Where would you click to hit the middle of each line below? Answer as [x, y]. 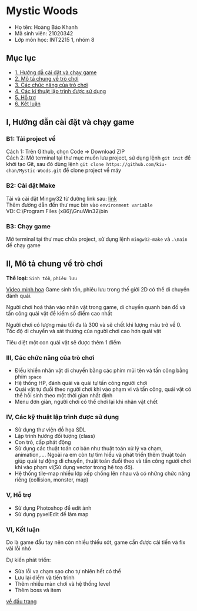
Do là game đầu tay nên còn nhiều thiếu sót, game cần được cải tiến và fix [96, 542]
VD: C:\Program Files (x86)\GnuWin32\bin [57, 211]
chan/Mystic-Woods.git [34, 171]
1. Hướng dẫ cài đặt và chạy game [56, 72]
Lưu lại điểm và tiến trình [44, 577]
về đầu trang [21, 602]
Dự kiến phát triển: [29, 560]
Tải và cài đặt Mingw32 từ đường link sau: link [61, 198]
